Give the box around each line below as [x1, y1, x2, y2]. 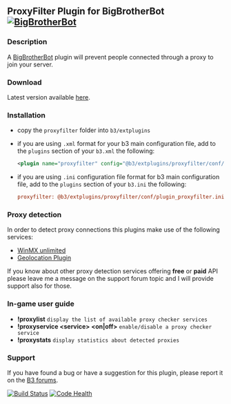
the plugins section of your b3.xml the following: [17, 147, 155, 155]
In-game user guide [7, 299, 74, 309]
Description [7, 37, 48, 47]
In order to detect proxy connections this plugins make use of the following [7, 226, 221, 234]
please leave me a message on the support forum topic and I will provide [7, 275, 214, 283]
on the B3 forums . [7, 376, 59, 384]
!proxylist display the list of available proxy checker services [17, 315, 208, 323]
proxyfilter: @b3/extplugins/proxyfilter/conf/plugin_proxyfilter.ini [17, 194, 225, 201]
